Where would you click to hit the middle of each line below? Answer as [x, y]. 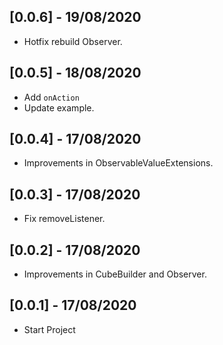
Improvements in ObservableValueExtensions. [118, 163]
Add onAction [51, 97]
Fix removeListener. [64, 219]
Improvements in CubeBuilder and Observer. [115, 274]
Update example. [59, 107]
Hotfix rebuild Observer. [73, 41]
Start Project [49, 329]
